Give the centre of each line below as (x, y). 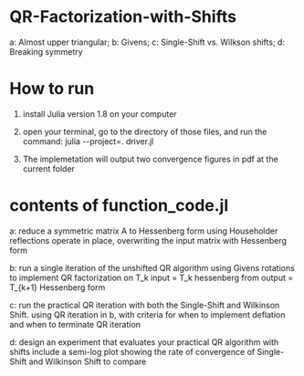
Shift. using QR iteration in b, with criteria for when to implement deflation (147, 314)
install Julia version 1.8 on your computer (100, 114)
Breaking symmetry (47, 51)
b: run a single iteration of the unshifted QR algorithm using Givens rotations (152, 267)
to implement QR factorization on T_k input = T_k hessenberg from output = (152, 277)
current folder (49, 168)
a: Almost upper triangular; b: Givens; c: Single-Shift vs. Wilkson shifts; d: (147, 42)
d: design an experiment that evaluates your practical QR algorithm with (144, 342)
